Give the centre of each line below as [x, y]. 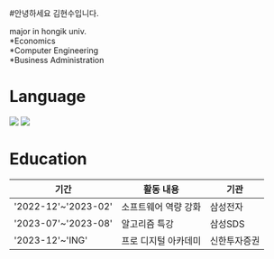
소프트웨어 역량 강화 [161, 207]
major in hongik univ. [48, 31]
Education [48, 159]
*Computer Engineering [54, 51]
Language [48, 97]
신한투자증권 [235, 240]
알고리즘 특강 [147, 224]
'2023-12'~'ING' [51, 240]
